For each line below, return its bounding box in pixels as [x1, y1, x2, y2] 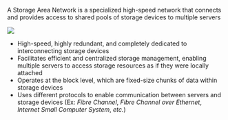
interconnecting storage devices [17, 47, 110, 54]
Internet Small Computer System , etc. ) [17, 106, 126, 113]
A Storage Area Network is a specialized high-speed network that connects [7, 6, 222, 14]
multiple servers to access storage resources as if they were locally [17, 61, 209, 70]
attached [17, 69, 43, 77]
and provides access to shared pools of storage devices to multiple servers [7, 13, 221, 21]
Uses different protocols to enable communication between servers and [17, 91, 222, 99]
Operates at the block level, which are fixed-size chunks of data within [17, 76, 218, 84]
